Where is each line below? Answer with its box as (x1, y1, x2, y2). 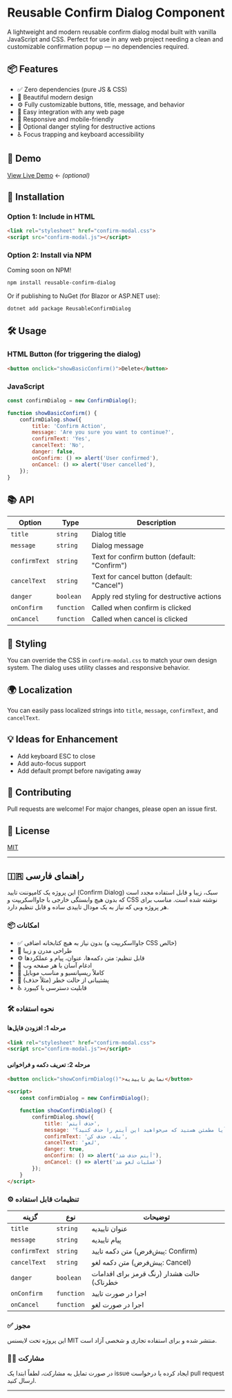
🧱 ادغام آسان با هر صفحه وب (17, 961, 92, 969)
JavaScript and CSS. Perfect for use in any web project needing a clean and (7, 35, 223, 43)
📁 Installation (7, 191, 65, 203)
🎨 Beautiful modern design (17, 93, 93, 101)
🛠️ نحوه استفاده (7, 1004, 55, 1014)
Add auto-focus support (17, 759, 86, 767)
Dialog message (91, 541, 144, 550)
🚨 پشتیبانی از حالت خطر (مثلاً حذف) (17, 976, 109, 985)
